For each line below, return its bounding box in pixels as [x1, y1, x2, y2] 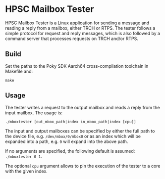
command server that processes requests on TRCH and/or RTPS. [5, 36, 139, 42]
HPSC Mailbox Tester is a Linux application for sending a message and [5, 20, 150, 26]
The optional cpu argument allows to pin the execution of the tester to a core [5, 163, 161, 169]
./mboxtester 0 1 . [5, 153, 42, 159]
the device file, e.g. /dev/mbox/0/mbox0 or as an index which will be [5, 133, 141, 139]
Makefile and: [5, 68, 33, 74]
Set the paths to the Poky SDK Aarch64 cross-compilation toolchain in [5, 63, 149, 69]
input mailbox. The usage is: [5, 110, 63, 116]
